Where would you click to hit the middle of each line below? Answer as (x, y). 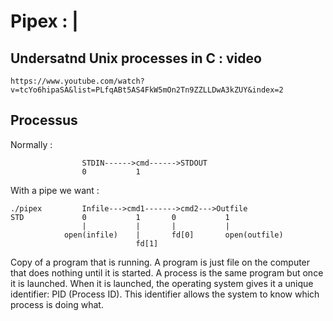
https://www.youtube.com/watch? (77, 81)
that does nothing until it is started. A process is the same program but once (167, 272)
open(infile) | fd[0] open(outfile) (173, 235)
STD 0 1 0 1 (120, 217)
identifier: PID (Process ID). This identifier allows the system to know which (165, 294)
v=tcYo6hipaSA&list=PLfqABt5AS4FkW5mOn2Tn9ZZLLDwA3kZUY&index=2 (147, 90)
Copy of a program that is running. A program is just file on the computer (160, 262)
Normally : (31, 144)
